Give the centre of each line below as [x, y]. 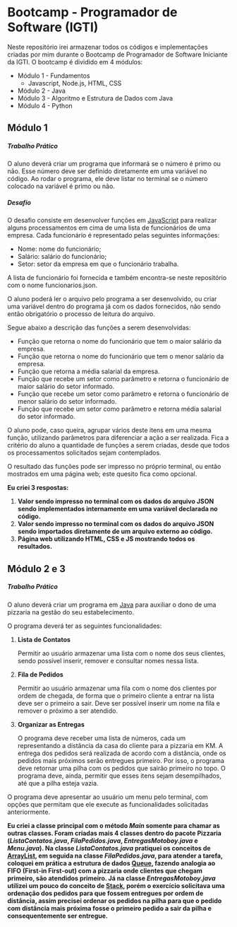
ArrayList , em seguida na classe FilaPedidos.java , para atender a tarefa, [115, 856]
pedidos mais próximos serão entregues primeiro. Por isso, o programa [121, 760]
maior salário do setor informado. [66, 387]
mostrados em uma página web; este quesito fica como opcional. [102, 474]
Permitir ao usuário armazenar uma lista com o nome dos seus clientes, [121, 653]
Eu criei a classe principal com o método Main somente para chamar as [114, 825]
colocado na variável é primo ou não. [61, 186]
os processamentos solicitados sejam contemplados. [84, 453]
